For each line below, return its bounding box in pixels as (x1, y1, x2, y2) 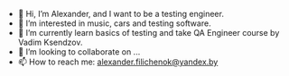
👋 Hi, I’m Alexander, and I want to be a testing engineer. (17, 9, 224, 19)
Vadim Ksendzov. (17, 37, 83, 47)
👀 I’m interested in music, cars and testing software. (17, 18, 211, 29)
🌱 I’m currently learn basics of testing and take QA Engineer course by (17, 28, 280, 38)
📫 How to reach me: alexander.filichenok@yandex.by (17, 56, 219, 67)
